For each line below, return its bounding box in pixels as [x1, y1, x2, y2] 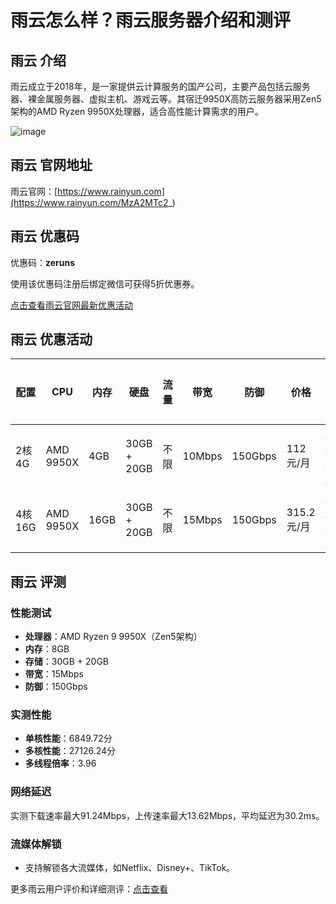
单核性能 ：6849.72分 [24, 732, 113, 745]
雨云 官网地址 [10, 157, 93, 174]
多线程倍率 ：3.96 [24, 757, 97, 770]
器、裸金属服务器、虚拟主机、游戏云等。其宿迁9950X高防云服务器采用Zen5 [10, 93, 322, 105]
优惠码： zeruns [10, 256, 76, 268]
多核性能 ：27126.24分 [24, 745, 117, 757]
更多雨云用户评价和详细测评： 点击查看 [10, 883, 168, 895]
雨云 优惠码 [10, 228, 80, 245]
